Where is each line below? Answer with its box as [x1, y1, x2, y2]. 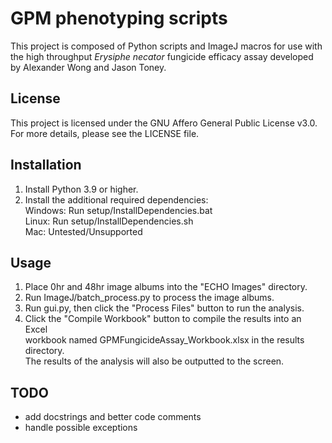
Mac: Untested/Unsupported [24, 225, 143, 237]
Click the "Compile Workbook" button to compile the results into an [24, 313, 302, 325]
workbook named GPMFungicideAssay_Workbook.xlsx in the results [24, 334, 305, 346]
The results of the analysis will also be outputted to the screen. [24, 355, 285, 367]
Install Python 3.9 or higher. [24, 183, 139, 195]
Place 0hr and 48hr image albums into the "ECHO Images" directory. [24, 281, 308, 293]
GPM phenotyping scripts [10, 7, 228, 30]
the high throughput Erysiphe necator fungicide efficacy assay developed [10, 50, 314, 62]
